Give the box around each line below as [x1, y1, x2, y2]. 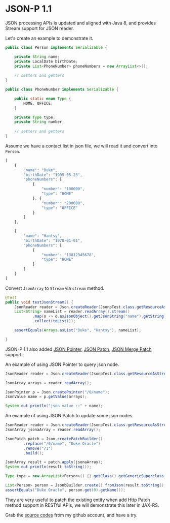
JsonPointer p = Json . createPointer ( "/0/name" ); [5, 389, 110, 394]
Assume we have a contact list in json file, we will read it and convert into [5, 143, 158, 149]
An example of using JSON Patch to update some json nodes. [5, 413, 134, 419]
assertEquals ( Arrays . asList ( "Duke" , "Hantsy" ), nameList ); [14, 328, 142, 333]
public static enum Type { [14, 96, 71, 101]
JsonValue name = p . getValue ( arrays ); [5, 394, 87, 399]
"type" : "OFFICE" [41, 205, 78, 210]
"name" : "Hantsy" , [23, 233, 62, 239]
